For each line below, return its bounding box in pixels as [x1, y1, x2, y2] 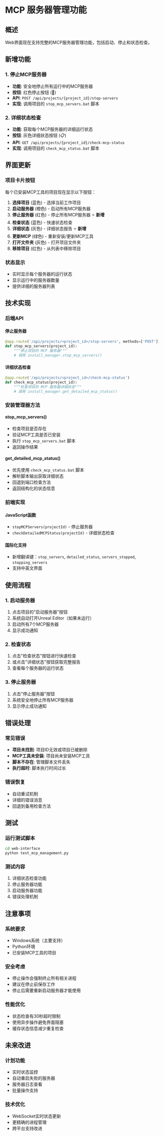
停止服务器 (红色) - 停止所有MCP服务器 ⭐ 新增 [12, 211, 105, 217]
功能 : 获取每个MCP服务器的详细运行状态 [12, 126, 93, 132]
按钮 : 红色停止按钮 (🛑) [12, 89, 57, 95]
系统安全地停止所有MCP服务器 [12, 697, 74, 703]
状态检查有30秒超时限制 [12, 1013, 61, 1019]
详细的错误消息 [12, 797, 42, 803]
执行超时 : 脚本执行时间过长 [12, 765, 66, 771]
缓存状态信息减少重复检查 [12, 1025, 64, 1031]
